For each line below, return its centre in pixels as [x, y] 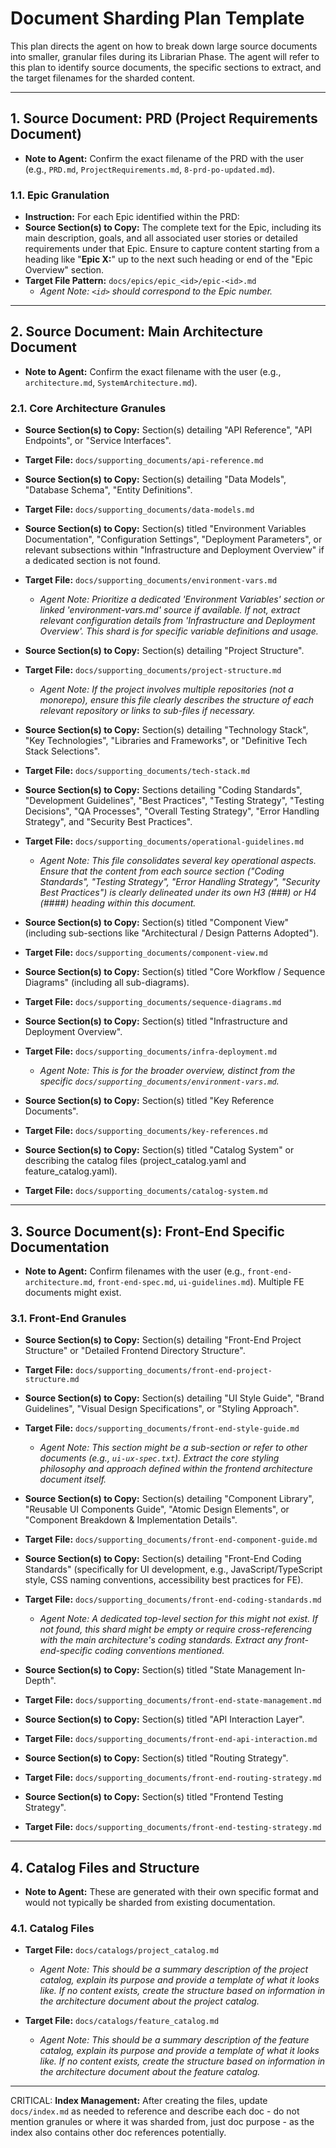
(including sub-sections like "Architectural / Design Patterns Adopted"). [172, 933]
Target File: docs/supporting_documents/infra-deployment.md [151, 1051]
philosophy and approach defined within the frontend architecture [176, 1469]
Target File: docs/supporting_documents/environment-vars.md [151, 580]
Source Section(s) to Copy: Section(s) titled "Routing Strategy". [156, 1758]
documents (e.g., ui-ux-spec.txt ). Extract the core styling [159, 1458]
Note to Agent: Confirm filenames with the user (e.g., [134, 1271]
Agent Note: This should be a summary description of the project [174, 1969]
